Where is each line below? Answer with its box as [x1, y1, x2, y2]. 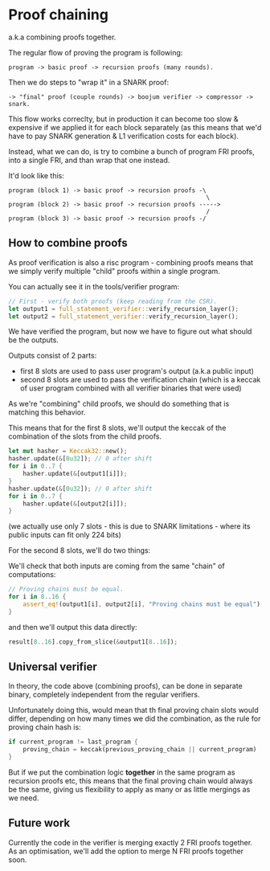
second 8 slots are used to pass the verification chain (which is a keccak [19, 375, 261, 385]
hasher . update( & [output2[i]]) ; [22, 500, 128, 508]
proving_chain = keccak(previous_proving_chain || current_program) [22, 746, 257, 754]
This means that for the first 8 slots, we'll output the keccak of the [8, 423, 227, 433]
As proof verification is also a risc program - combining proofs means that [8, 257, 254, 267]
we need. [8, 793, 39, 803]
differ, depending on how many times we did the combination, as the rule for [8, 714, 261, 724]
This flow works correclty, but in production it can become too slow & [8, 114, 239, 124]
